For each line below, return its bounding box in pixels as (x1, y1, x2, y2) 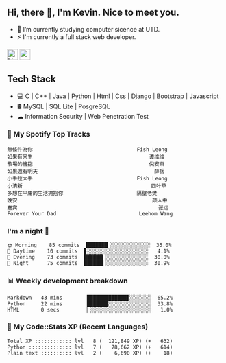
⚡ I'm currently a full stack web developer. (16, 32, 136, 41)
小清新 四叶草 (7, 183, 167, 189)
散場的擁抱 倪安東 (7, 161, 165, 167)
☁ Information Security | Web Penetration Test (16, 112, 149, 120)
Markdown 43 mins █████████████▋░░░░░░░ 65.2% (7, 294, 173, 301)
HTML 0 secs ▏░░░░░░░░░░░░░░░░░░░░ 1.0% (7, 306, 173, 313)
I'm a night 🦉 (7, 226, 50, 235)
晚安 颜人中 (7, 197, 168, 204)
